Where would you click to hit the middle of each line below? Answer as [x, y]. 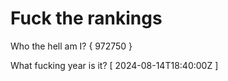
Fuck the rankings [86, 18]
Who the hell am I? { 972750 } [71, 46]
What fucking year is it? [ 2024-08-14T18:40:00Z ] [114, 65]
